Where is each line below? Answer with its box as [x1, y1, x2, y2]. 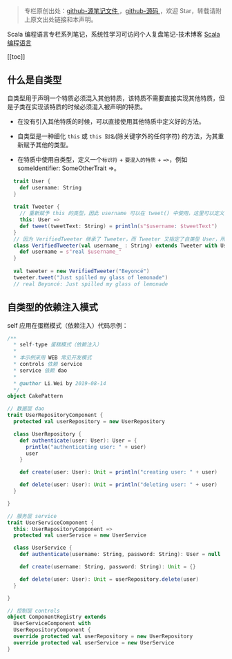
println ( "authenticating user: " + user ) [25, 443, 147, 450]
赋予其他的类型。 [23, 140, 72, 149]
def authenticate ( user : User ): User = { [19, 437, 137, 444]
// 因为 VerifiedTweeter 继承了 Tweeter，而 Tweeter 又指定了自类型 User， [13, 235, 221, 243]
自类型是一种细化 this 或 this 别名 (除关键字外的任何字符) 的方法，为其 [17, 131, 218, 140]
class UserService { [13, 544, 72, 552]
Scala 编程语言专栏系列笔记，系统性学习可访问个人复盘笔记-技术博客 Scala [7, 30, 220, 38]
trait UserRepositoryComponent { [7, 411, 104, 419]
